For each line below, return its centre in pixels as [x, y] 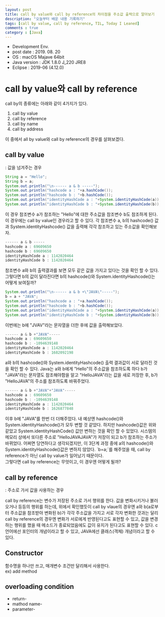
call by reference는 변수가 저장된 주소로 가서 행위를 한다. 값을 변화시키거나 [77, 501]
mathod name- [27, 604]
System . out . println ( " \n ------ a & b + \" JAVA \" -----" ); [62, 292]
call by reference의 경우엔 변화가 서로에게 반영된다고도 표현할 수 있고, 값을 [77, 519]
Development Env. [30, 47]
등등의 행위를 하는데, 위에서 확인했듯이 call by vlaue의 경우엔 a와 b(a [84, 507]
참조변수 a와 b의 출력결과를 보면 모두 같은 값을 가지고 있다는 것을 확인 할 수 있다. [82, 270]
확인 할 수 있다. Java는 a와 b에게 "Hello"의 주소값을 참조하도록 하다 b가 [79, 369]
